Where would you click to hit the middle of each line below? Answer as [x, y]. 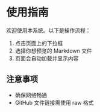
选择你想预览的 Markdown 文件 [53, 51]
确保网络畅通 [31, 95]
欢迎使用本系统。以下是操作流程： [48, 30]
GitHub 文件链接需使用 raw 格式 [54, 102]
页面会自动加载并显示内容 [47, 58]
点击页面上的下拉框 [39, 43]
